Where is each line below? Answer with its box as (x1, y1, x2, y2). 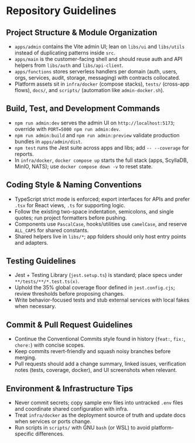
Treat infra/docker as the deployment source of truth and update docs (14, 412, 186, 419)
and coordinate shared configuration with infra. (14, 405, 129, 412)
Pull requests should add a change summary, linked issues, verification (14, 360, 186, 367)
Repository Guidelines (6, 4, 117, 18)
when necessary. (14, 303, 56, 310)
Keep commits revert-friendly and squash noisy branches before (14, 348, 171, 355)
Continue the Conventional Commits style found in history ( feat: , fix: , (14, 336, 186, 343)
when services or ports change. (14, 418, 92, 425)
